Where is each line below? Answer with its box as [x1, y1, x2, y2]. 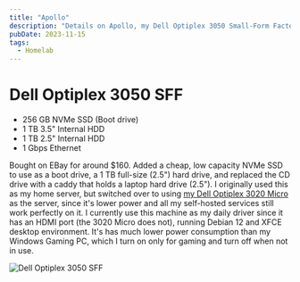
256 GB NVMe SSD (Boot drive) [21, 114, 139, 125]
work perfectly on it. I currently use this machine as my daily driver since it [9, 207, 284, 219]
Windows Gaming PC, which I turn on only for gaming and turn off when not [9, 236, 288, 246]
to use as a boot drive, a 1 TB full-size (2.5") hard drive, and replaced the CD [9, 170, 290, 180]
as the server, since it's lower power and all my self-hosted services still [9, 198, 274, 209]
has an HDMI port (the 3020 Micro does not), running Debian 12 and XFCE [9, 217, 283, 228]
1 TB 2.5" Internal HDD [21, 133, 105, 144]
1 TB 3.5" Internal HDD [21, 124, 105, 135]
